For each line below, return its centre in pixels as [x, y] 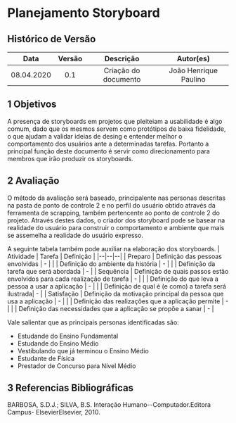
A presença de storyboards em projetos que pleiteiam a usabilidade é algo [115, 121]
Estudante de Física [46, 358]
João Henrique [194, 70]
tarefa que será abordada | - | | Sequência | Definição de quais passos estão [118, 271]
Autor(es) [194, 59]
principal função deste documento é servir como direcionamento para [109, 151]
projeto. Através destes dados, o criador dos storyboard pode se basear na [116, 220]
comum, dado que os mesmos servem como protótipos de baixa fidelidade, [117, 129]
